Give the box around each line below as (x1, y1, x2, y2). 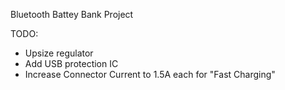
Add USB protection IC (24, 58, 119, 69)
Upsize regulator (24, 47, 94, 59)
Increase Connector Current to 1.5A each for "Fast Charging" (24, 69, 276, 80)
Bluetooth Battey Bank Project (10, 9, 134, 20)
